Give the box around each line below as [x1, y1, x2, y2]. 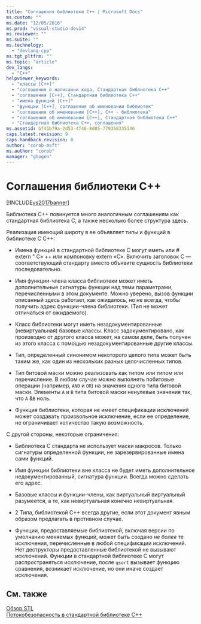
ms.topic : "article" [6, 59, 58, 65]
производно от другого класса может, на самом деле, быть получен [14, 334, 191, 341]
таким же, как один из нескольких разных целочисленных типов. [14, 358, 183, 365]
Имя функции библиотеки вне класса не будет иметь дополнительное [14, 467, 195, 474]
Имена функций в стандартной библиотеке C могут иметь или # [14, 247, 180, 254]
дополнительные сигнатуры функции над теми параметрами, [14, 284, 173, 291]
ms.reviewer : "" [6, 31, 47, 37]
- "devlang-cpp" [11, 48, 52, 54]
